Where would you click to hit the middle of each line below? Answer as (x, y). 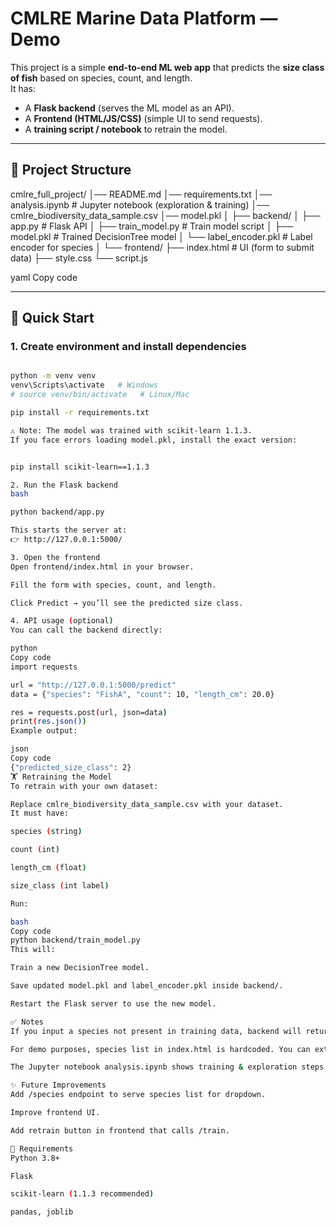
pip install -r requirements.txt (80, 413)
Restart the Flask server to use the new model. (113, 1003)
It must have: (40, 813)
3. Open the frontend (55, 557)
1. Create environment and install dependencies (128, 347)
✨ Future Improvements (58, 1085)
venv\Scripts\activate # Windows (84, 385)
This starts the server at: (69, 530)
